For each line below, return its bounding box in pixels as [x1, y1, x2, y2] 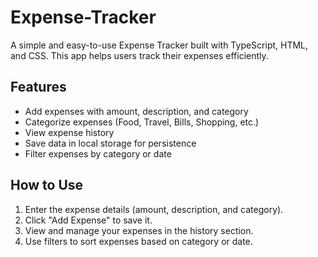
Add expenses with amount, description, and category [24, 105, 249, 117]
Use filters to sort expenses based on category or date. [24, 235, 253, 247]
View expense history [24, 126, 115, 138]
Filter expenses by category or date [24, 147, 172, 160]
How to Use [10, 177, 84, 194]
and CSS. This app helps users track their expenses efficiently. [10, 49, 269, 61]
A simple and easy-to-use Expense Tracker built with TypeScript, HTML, [10, 39, 309, 51]
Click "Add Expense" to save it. [24, 214, 153, 226]
